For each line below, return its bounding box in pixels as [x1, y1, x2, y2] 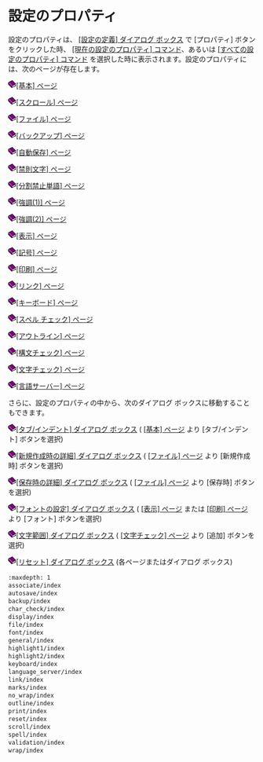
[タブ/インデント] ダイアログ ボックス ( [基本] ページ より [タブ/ [16, 424, 221, 434]
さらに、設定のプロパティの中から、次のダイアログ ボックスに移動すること [8, 397, 250, 407]
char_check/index [8, 605, 65, 613]
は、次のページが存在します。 [8, 64, 104, 73]
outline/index [8, 699, 55, 707]
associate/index [8, 581, 61, 589]
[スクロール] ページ [16, 97, 79, 107]
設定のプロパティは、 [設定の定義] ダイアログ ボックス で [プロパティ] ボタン [8, 35, 256, 44]
